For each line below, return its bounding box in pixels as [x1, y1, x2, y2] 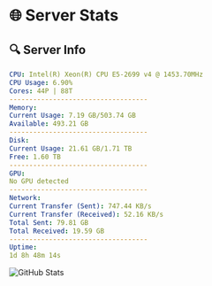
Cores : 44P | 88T [9, 86, 73, 96]
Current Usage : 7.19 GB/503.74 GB [9, 112, 137, 120]
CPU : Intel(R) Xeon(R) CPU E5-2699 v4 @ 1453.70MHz [9, 70, 203, 79]
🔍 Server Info [9, 42, 87, 58]
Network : [9, 194, 42, 203]
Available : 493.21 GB [9, 120, 89, 128]
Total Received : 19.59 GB [9, 227, 104, 236]
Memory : [9, 103, 38, 112]
